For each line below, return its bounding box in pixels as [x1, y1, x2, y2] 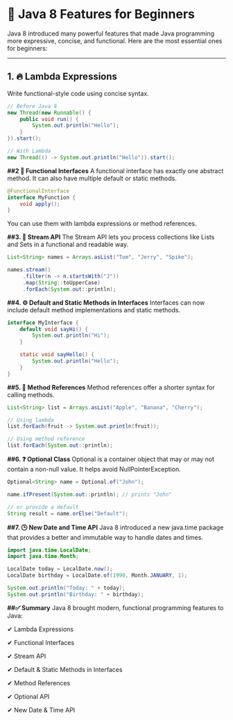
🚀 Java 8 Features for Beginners [7, 6, 196, 22]
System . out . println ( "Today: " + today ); [7, 584, 126, 591]
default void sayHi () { [19, 326, 89, 333]
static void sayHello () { [19, 351, 95, 358]
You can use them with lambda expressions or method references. [7, 219, 197, 228]
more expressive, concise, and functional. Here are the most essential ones [7, 36, 223, 45]
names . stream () [7, 266, 51, 273]
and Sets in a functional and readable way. [7, 240, 129, 249]
